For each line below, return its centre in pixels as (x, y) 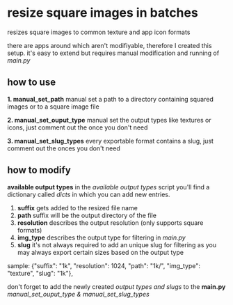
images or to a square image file (53, 107)
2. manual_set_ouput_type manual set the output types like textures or (109, 120)
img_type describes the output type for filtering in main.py (101, 237)
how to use (32, 83)
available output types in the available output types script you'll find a (109, 187)
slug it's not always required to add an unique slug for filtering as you (117, 244)
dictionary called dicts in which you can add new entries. (89, 194)
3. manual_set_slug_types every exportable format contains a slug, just (111, 141)
